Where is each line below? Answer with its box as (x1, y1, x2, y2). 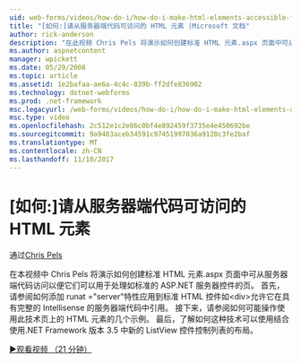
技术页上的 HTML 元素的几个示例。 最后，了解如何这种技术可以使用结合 (24, 314, 289, 324)
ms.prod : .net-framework (9, 96, 102, 106)
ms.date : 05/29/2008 (9, 64, 87, 73)
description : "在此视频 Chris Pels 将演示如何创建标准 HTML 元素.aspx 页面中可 (9, 38, 288, 48)
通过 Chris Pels (9, 250, 63, 261)
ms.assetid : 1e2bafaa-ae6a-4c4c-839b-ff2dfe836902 (9, 80, 202, 89)
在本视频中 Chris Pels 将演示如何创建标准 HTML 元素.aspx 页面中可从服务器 (9, 269, 288, 280)
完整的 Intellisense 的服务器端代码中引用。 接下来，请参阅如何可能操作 (16, 302, 278, 314)
